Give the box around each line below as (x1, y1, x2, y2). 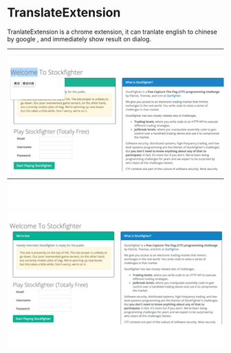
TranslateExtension (7, 5, 121, 21)
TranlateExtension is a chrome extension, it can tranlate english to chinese (7, 28, 218, 36)
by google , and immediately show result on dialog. (7, 34, 151, 43)
